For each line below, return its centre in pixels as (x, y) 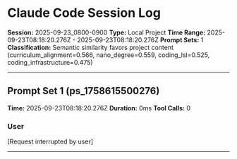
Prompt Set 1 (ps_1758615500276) (84, 91)
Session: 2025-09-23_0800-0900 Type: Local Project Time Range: (107, 32)
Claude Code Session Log (84, 13)
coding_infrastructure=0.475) (50, 62)
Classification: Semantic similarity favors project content (91, 47)
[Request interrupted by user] (50, 141)
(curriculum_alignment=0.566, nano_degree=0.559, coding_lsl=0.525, (109, 55)
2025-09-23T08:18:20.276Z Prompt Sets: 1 (140, 39)
